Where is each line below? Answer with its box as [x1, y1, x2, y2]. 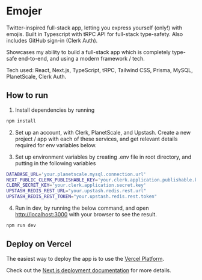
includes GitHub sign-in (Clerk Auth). [6, 37, 98, 44]
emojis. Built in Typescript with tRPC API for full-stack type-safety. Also [6, 30, 183, 37]
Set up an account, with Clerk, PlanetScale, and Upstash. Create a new [14, 129, 191, 136]
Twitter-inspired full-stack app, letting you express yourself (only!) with [6, 24, 182, 31]
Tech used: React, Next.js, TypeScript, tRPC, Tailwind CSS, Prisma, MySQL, [6, 66, 194, 73]
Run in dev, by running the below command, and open [14, 204, 149, 212]
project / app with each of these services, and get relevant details [14, 135, 178, 142]
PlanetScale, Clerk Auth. [6, 73, 67, 80]
